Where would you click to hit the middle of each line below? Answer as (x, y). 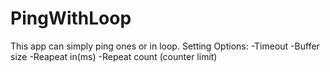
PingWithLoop (71, 18)
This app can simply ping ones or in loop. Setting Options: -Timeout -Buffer (165, 46)
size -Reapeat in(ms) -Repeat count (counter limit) (114, 56)
